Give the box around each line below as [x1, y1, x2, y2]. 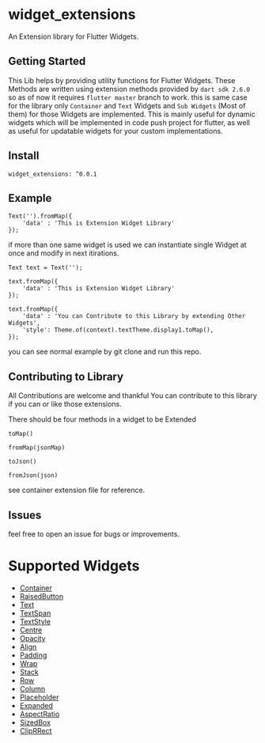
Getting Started [8, 55, 86, 68]
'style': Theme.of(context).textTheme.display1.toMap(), [22, 326, 214, 334]
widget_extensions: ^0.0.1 [8, 170, 97, 178]
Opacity [19, 633, 46, 643]
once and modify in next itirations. [8, 248, 119, 258]
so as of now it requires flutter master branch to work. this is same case [8, 93, 248, 102]
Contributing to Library [8, 370, 124, 383]
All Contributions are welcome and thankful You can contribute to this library [8, 391, 257, 400]
